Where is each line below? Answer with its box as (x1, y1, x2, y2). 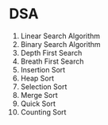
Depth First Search (20, 48, 83, 57)
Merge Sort (20, 90, 58, 100)
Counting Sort (20, 107, 67, 116)
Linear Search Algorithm (20, 31, 101, 41)
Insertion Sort (20, 64, 66, 74)
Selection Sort (20, 81, 67, 92)
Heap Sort (20, 73, 55, 83)
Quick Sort (20, 99, 56, 108)
